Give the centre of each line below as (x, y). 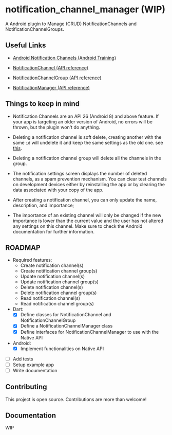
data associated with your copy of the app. (58, 190)
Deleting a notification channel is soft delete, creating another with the (87, 137)
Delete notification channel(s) (52, 287)
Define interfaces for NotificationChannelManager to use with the (90, 332)
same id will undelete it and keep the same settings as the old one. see (88, 142)
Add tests (23, 359)
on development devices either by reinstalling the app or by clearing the (89, 184)
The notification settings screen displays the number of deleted (80, 173)
